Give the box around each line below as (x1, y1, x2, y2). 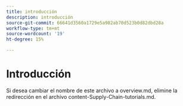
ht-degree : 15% (6, 36, 44, 42)
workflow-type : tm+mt (6, 25, 60, 32)
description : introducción (6, 14, 73, 20)
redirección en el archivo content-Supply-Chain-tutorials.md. (6, 93, 156, 100)
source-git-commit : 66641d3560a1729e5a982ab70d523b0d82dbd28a (6, 20, 164, 26)
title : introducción (6, 8, 58, 15)
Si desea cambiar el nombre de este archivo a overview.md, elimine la (6, 87, 178, 94)
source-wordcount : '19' (6, 31, 66, 37)
